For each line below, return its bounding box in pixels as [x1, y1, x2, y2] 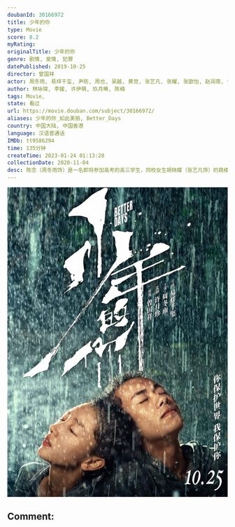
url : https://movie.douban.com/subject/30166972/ [7, 107, 155, 115]
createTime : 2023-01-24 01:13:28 [7, 152, 105, 159]
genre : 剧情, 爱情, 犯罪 [7, 56, 73, 63]
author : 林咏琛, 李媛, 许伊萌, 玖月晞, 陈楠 [7, 85, 126, 93]
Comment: [7, 511, 55, 523]
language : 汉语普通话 [7, 130, 65, 137]
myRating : [7, 41, 36, 48]
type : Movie [7, 26, 42, 33]
